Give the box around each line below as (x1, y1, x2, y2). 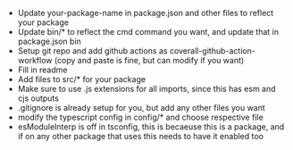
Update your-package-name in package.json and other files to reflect (17, 8, 274, 18)
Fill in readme (17, 64, 68, 75)
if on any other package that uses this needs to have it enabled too (17, 131, 264, 141)
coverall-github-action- (169, 46, 256, 56)
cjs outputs (17, 93, 60, 104)
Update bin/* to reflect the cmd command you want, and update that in (17, 27, 280, 37)
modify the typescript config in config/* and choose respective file (17, 112, 264, 122)
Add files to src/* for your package (17, 74, 146, 84)
